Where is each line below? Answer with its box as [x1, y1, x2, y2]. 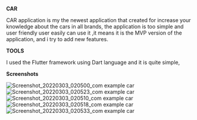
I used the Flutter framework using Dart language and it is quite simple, [6, 59, 180, 66]
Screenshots [6, 70, 39, 77]
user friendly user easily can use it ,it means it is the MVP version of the [6, 29, 183, 36]
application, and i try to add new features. [6, 36, 108, 42]
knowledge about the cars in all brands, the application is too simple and [6, 23, 184, 30]
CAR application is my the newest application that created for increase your [6, 17, 192, 23]
